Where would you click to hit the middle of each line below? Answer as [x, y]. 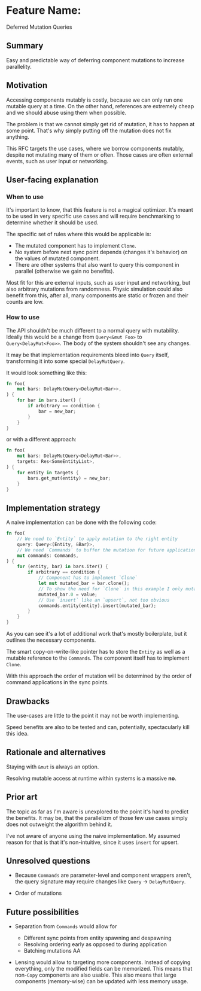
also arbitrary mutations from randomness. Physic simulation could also [95, 289]
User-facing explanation [52, 180]
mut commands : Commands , [48, 556]
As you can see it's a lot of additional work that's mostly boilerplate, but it [97, 634]
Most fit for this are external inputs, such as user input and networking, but [98, 283]
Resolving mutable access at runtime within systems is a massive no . [91, 778]
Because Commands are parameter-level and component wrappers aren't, [103, 875]
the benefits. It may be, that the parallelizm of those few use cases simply [97, 818]
